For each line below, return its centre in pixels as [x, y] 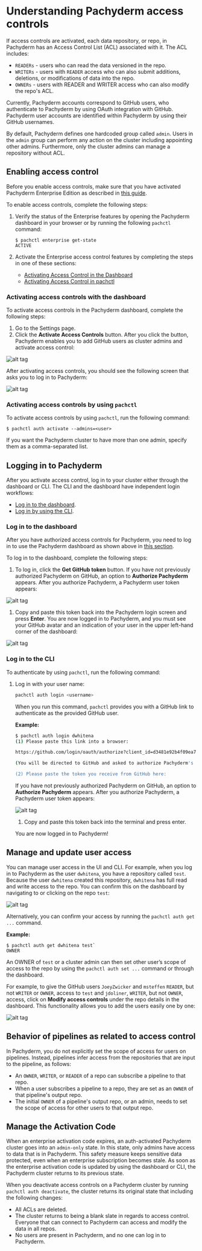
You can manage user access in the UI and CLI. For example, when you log [99, 867]
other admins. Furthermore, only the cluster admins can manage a [88, 146]
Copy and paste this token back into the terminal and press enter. [105, 822]
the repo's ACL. [34, 91]
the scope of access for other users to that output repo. [84, 1108]
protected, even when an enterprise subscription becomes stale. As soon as [101, 1160]
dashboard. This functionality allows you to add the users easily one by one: [101, 1006]
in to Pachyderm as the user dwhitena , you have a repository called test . [96, 873]
